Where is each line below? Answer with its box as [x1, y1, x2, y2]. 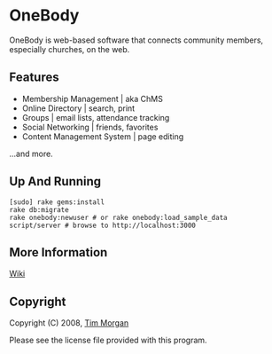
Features [9, 70, 59, 85]
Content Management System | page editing [21, 130, 184, 142]
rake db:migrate [9, 205, 69, 214]
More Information [9, 245, 108, 260]
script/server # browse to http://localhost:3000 [9, 221, 197, 230]
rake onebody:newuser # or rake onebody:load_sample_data [9, 213, 228, 222]
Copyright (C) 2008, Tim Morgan [9, 318, 129, 328]
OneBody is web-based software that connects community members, [9, 35, 264, 45]
